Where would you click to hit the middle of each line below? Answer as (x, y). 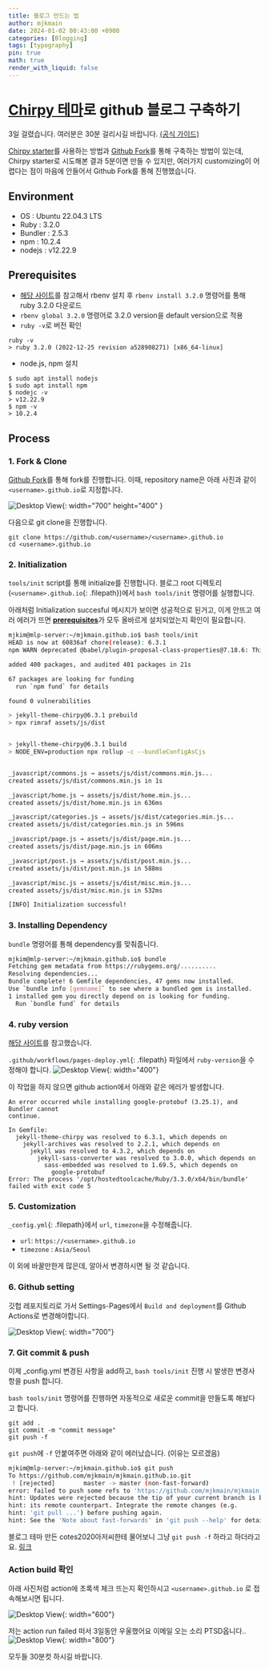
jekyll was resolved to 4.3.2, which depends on (112, 1151)
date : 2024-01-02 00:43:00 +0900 (64, 30)
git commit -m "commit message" (62, 1430)
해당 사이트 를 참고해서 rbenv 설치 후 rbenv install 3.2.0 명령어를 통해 (133, 295)
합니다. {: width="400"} (94, 1070)
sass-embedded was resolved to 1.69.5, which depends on (141, 1166)
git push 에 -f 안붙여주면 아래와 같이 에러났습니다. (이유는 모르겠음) (114, 1453)
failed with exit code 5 (50, 1186)
